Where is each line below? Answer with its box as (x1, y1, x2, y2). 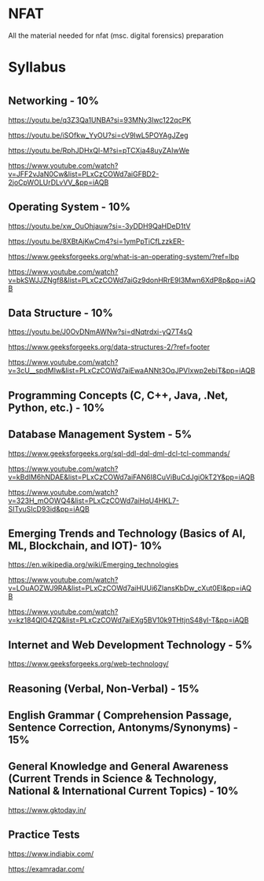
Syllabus (8, 58, 67, 76)
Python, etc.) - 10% (8, 401, 105, 414)
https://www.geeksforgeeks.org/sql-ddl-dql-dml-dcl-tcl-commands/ (8, 449, 230, 458)
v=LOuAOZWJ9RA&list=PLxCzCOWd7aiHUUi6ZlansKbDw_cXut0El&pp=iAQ (8, 583, 251, 593)
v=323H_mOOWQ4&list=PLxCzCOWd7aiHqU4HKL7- (8, 496, 180, 505)
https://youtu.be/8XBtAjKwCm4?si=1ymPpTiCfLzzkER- (8, 237, 185, 246)
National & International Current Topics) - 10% (8, 784, 239, 798)
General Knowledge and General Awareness (8, 760, 229, 773)
